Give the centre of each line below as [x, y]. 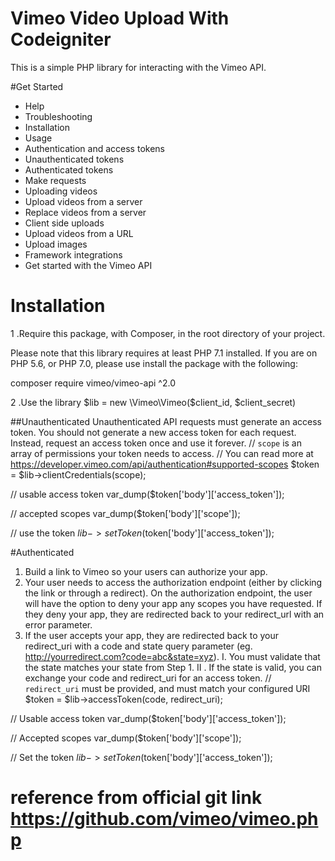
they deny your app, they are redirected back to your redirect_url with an [174, 614]
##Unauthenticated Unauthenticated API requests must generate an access [166, 421]
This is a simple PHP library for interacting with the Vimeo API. [138, 67]
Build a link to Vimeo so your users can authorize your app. [146, 571]
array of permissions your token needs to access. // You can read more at [162, 453]
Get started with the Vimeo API [88, 265]
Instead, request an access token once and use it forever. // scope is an [156, 443]
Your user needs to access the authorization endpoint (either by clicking [173, 582]
